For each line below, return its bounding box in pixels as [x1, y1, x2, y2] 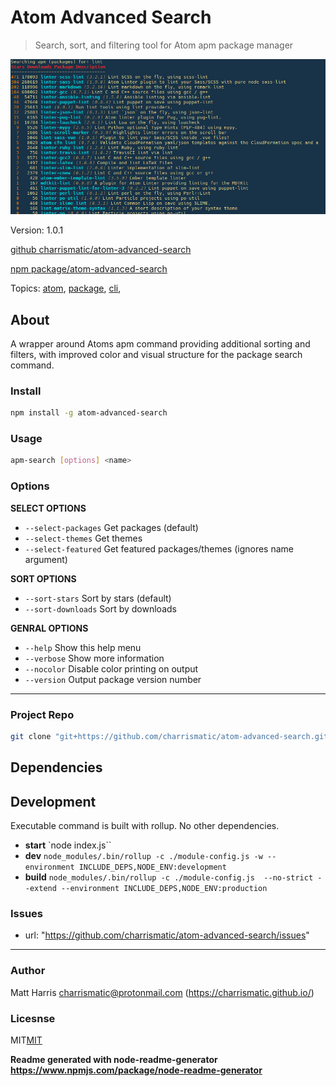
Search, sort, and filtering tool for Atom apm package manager [34, 39, 294, 51]
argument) [24, 553, 68, 565]
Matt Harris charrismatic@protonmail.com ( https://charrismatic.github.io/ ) [10, 986, 315, 998]
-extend [24, 883, 57, 893]
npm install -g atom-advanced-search [10, 408, 168, 418]
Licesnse [10, 1011, 56, 1025]
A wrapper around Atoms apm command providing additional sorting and [10, 337, 311, 350]
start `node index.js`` [24, 839, 112, 851]
